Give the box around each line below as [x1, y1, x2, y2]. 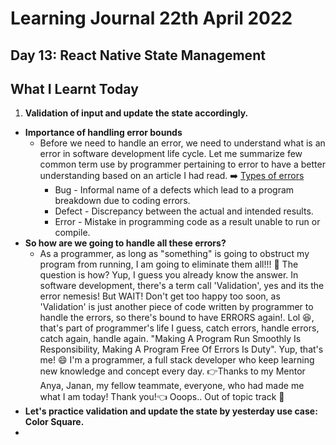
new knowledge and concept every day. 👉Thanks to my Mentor [39, 365, 306, 377]
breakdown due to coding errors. [54, 195, 191, 207]
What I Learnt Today [10, 80, 139, 97]
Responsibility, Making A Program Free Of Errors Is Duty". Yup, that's [39, 343, 324, 356]
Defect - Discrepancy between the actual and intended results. [54, 205, 314, 217]
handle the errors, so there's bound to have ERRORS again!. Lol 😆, [39, 312, 315, 324]
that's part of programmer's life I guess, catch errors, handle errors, [39, 322, 320, 334]
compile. [54, 227, 91, 239]
